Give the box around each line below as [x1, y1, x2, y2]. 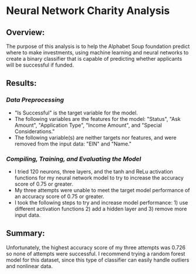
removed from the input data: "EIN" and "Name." [14, 140, 132, 147]
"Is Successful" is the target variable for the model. [14, 109, 138, 116]
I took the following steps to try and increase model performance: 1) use [14, 199, 188, 206]
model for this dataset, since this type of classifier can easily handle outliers [6, 256, 190, 263]
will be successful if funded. [6, 61, 74, 68]
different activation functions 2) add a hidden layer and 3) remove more [14, 205, 187, 212]
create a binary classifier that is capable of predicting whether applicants [6, 56, 183, 62]
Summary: [6, 228, 45, 238]
